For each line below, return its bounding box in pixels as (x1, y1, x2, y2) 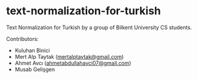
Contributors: (6, 35, 39, 42)
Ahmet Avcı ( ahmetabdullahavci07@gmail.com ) (14, 59, 131, 67)
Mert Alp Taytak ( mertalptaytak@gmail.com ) (14, 53, 124, 60)
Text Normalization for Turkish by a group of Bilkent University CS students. (6, 24, 192, 31)
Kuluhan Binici (14, 46, 50, 54)
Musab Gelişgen (14, 65, 55, 72)
